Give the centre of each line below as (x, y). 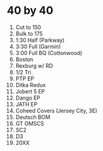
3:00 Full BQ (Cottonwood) (49, 53)
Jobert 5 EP (30, 91)
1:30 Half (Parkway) (40, 40)
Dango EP (28, 98)
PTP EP (25, 79)
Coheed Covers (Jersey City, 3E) (56, 111)
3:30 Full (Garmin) (38, 47)
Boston (24, 59)
